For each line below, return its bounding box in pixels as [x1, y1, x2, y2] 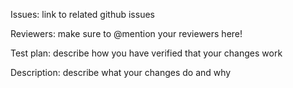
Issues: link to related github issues [10, 9, 155, 20]
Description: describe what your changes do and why [10, 67, 232, 78]
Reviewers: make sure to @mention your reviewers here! [10, 28, 243, 39]
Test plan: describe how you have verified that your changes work [10, 47, 283, 59]
